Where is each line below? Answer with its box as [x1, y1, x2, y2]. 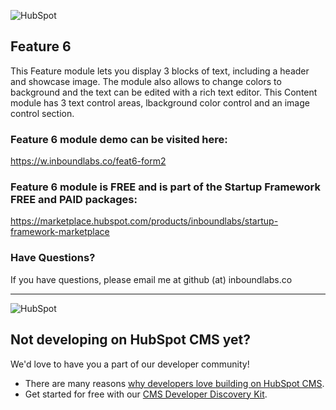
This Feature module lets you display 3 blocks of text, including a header [10, 65, 310, 77]
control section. [10, 107, 75, 119]
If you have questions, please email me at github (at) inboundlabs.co [10, 273, 293, 285]
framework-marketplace [10, 226, 110, 238]
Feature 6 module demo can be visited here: [10, 132, 228, 146]
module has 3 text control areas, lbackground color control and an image [10, 96, 310, 109]
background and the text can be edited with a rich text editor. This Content [10, 86, 318, 98]
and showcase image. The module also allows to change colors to [10, 75, 282, 87]
